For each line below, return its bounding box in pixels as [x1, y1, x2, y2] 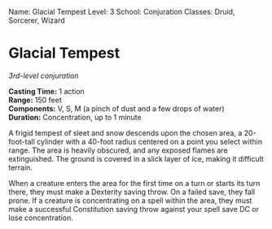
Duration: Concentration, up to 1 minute [8, 112, 142, 122]
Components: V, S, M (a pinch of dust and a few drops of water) [8, 103, 226, 113]
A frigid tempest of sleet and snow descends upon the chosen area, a [8, 127, 243, 137]
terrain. [8, 162, 33, 172]
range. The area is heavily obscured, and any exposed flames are [8, 145, 228, 155]
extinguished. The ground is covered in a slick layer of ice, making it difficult [8, 153, 265, 163]
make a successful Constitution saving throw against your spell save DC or [8, 204, 259, 214]
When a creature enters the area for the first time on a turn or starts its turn [8, 178, 261, 188]
